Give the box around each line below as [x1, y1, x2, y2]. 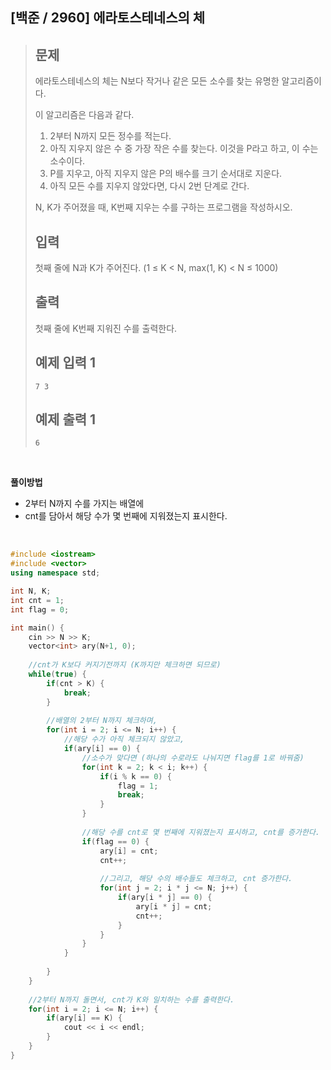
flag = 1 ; [117, 781, 159, 791]
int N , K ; [10, 586, 52, 597]
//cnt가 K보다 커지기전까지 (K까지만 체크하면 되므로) [28, 660, 222, 670]
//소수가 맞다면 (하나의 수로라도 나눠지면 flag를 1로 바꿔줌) [81, 753, 305, 763]
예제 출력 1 [34, 411, 97, 428]
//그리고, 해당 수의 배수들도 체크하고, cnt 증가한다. [99, 874, 293, 884]
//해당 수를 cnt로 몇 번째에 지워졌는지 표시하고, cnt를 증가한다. [81, 827, 321, 837]
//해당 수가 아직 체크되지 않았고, [63, 734, 185, 745]
